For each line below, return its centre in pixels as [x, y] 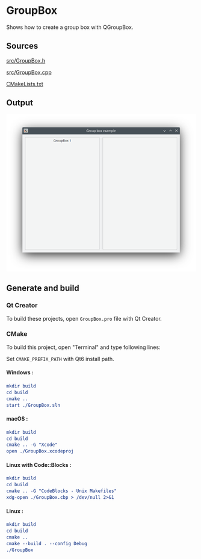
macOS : [17, 419]
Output [20, 103]
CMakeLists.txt [25, 84]
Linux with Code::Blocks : [39, 465]
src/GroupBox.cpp [29, 72]
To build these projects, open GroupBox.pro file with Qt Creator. [84, 318]
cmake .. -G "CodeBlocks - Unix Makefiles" [62, 491]
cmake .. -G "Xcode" [32, 445]
